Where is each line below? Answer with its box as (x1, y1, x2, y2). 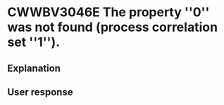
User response (7, 86, 73, 98)
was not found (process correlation (7, 19, 218, 35)
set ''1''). (7, 35, 61, 50)
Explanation (7, 62, 61, 74)
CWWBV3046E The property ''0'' (7, 4, 210, 20)
